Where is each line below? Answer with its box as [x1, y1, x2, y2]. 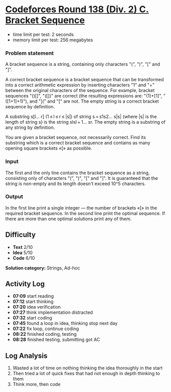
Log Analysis [5, 351, 47, 360]
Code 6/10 [12, 255, 35, 261]
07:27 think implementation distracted [12, 309, 93, 315]
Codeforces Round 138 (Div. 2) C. [5, 4, 149, 15]
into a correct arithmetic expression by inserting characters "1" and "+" [5, 82, 155, 88]
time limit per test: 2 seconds [12, 31, 74, 37]
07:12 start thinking [12, 298, 54, 305]
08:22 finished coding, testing [12, 331, 77, 337]
